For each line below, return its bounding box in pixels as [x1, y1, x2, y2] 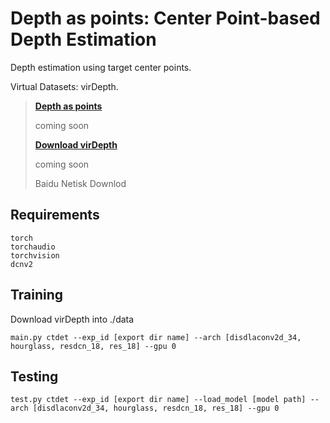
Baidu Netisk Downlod [34, 177, 127, 189]
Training [10, 287, 64, 304]
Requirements [10, 207, 100, 224]
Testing [10, 368, 59, 385]
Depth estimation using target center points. [10, 61, 192, 73]
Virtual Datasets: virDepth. [10, 80, 119, 92]
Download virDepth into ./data [10, 313, 135, 325]
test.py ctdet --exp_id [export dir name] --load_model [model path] [10, 395, 307, 405]
